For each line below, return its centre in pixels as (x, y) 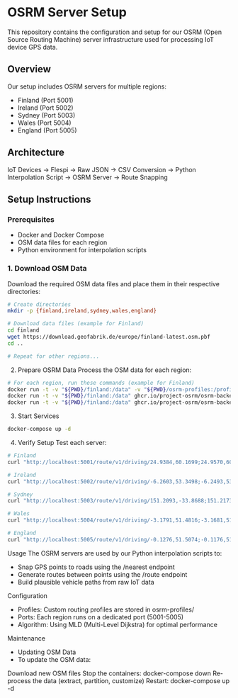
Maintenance (27, 638)
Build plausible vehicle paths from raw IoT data (86, 582)
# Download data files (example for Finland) (75, 324)
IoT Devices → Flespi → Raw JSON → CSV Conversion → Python (102, 169)
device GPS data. (33, 47)
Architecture (36, 153)
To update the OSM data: (54, 659)
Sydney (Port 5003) (46, 115)
